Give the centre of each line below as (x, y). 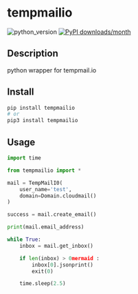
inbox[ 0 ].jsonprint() (63, 265)
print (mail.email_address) (46, 227)
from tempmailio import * (44, 170)
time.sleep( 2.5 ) (43, 284)
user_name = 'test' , (46, 189)
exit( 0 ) (43, 271)
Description (33, 53)
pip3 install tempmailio (43, 121)
